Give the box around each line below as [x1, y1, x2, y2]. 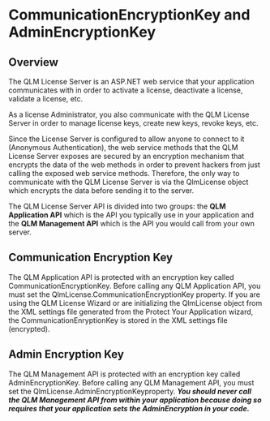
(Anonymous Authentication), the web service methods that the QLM [8, 143, 238, 152]
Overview [8, 55, 59, 69]
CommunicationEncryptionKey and [8, 6, 251, 24]
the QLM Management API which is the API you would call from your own [8, 219, 255, 228]
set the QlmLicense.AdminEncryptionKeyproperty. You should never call [8, 386, 251, 396]
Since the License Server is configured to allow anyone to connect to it [8, 134, 245, 144]
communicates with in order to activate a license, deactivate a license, [8, 85, 243, 95]
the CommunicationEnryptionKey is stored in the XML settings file [8, 315, 229, 325]
